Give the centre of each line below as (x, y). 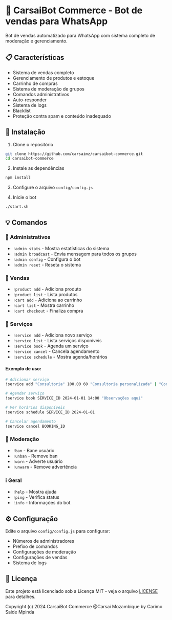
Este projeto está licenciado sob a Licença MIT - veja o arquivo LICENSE (82, 591)
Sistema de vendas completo (43, 72)
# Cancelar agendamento (31, 422)
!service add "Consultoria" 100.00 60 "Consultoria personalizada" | (81, 384)
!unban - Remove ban (35, 456)
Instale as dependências (38, 168)
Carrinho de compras (35, 83)
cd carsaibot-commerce (29, 159)
